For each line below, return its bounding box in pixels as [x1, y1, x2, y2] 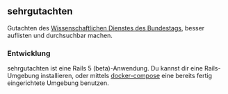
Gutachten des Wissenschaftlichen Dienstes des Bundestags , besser [7, 23, 205, 32]
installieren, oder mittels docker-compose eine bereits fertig [40, 72, 213, 80]
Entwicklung [7, 48, 51, 58]
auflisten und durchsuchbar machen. [7, 31, 113, 39]
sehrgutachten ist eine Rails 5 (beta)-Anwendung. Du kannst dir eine [7, 64, 203, 73]
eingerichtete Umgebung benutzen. [7, 79, 109, 87]
